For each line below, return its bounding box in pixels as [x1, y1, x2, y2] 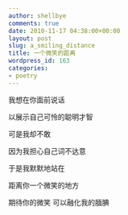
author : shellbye [8, 11, 67, 20]
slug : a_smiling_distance [8, 42, 95, 50]
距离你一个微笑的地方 [8, 180, 79, 190]
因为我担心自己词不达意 [8, 146, 86, 155]
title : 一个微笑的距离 [8, 49, 76, 57]
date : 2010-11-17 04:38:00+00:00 [8, 27, 121, 35]
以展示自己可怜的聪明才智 [8, 112, 93, 122]
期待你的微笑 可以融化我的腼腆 [8, 197, 109, 207]
